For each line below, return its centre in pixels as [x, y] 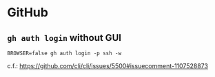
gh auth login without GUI [64, 38]
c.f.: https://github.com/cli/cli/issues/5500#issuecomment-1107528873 [108, 66]
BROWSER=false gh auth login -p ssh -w [64, 53]
